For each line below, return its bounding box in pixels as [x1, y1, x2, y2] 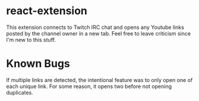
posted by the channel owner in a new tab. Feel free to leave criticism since [6, 30, 191, 37]
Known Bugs [6, 57, 70, 70]
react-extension [6, 4, 88, 18]
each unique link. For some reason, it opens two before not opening [6, 83, 172, 90]
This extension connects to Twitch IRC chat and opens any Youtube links [6, 24, 184, 31]
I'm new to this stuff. [6, 36, 56, 43]
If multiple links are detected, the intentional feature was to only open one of [6, 76, 193, 83]
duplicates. [6, 89, 34, 96]
